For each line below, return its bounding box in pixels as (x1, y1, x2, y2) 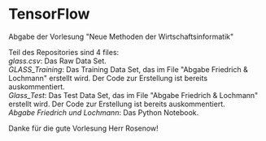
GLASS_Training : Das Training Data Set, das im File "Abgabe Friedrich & (8, 64, 248, 74)
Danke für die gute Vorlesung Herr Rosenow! (8, 123, 159, 133)
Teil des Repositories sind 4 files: (8, 47, 120, 57)
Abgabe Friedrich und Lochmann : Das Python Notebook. (8, 107, 199, 117)
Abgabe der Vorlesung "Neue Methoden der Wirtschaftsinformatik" (8, 32, 234, 41)
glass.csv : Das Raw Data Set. (8, 56, 107, 66)
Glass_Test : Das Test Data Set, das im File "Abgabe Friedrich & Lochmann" (8, 90, 259, 100)
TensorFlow (8, 5, 90, 23)
